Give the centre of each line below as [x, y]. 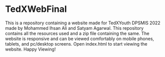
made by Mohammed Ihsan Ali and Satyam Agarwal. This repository [74, 28]
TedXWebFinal [36, 9]
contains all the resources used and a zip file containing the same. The [77, 33]
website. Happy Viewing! [30, 49]
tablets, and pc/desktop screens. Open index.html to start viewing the [76, 44]
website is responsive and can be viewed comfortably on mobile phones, [80, 39]
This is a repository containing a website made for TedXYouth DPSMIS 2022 [83, 23]
